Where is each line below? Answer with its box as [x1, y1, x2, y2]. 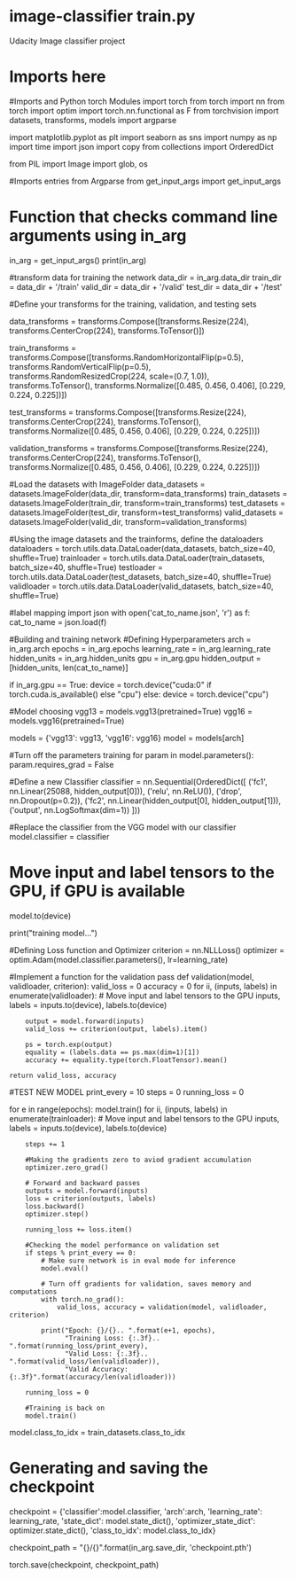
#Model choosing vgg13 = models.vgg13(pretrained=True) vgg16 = [9, 706, 253, 716]
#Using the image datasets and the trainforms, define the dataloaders [9, 534, 264, 544]
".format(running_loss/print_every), [9, 1341, 149, 1350]
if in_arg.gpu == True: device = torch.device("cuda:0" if [9, 679, 212, 690]
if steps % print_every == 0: [25, 1248, 137, 1257]
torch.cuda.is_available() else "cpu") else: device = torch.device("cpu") [9, 689, 269, 700]
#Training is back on [25, 1403, 105, 1412]
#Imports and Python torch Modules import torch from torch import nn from [9, 96, 285, 106]
